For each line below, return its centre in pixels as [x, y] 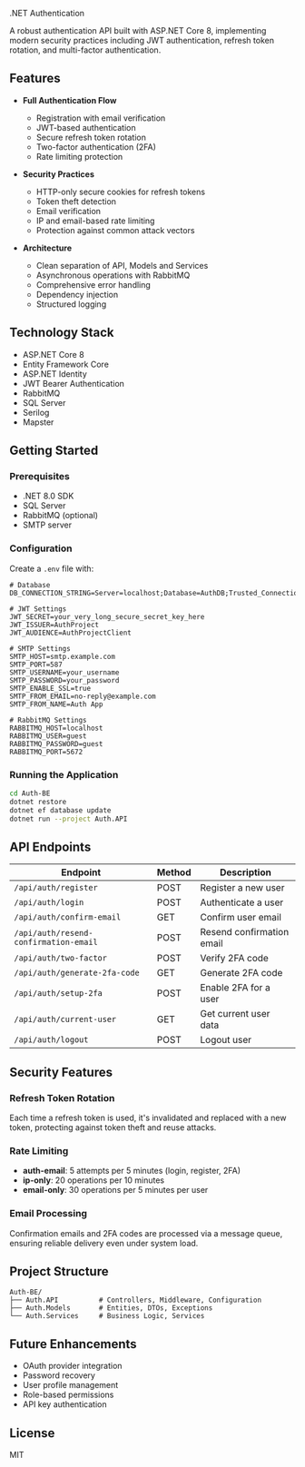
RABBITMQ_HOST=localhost [56, 728]
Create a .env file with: [52, 568]
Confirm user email [241, 918]
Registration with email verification [101, 118]
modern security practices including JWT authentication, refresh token [142, 40]
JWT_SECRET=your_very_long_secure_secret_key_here [107, 616]
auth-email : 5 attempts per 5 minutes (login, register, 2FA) [132, 1171]
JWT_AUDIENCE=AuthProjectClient [70, 633]
